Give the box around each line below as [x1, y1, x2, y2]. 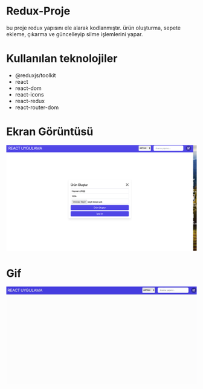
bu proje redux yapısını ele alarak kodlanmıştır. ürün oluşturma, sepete [6, 24, 181, 31]
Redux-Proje [6, 4, 71, 18]
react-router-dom [14, 104, 59, 111]
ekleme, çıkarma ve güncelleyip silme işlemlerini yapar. [6, 30, 143, 37]
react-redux [14, 97, 45, 104]
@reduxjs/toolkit [14, 71, 56, 79]
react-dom [14, 84, 42, 92]
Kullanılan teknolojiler [6, 52, 118, 66]
